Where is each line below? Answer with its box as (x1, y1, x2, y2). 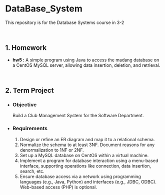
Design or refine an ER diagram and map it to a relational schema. (19, 136, 155, 142)
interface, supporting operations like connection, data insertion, (19, 163, 151, 169)
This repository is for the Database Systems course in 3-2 (5, 19, 124, 25)
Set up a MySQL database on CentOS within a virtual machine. (19, 152, 149, 158)
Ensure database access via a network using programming (19, 173, 141, 180)
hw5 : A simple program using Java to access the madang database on (12, 57, 159, 63)
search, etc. (19, 168, 45, 174)
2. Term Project (5, 86, 54, 95)
